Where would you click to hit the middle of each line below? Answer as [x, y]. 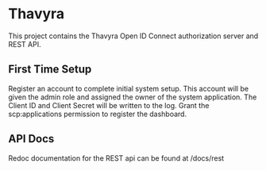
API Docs [31, 139]
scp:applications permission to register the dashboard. [98, 114]
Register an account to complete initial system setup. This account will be [128, 88]
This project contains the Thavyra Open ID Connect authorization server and [133, 36]
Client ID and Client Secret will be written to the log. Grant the [109, 105]
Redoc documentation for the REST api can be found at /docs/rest [116, 158]
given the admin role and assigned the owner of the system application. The [133, 97]
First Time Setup [50, 70]
